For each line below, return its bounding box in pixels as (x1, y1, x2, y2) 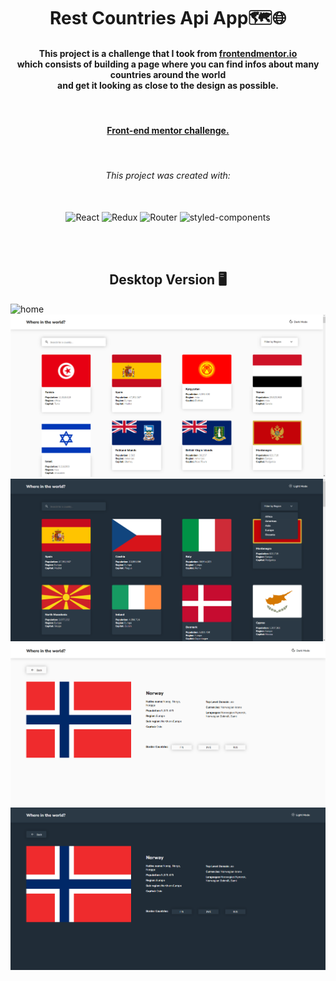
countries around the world (109, 68, 227, 80)
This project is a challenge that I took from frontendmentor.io (38, 47, 298, 59)
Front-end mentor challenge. (106, 124, 230, 136)
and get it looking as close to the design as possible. (57, 79, 279, 91)
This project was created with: (105, 170, 231, 182)
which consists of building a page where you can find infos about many (16, 58, 320, 70)
